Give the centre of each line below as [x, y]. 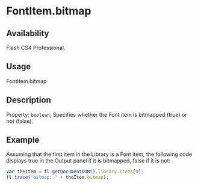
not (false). [20, 121]
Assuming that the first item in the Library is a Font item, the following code [99, 154]
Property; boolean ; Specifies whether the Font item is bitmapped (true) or [97, 114]
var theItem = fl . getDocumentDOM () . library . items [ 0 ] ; [75, 172]
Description [29, 100]
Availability [28, 33]
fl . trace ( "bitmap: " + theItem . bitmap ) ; [58, 178]
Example [23, 140]
